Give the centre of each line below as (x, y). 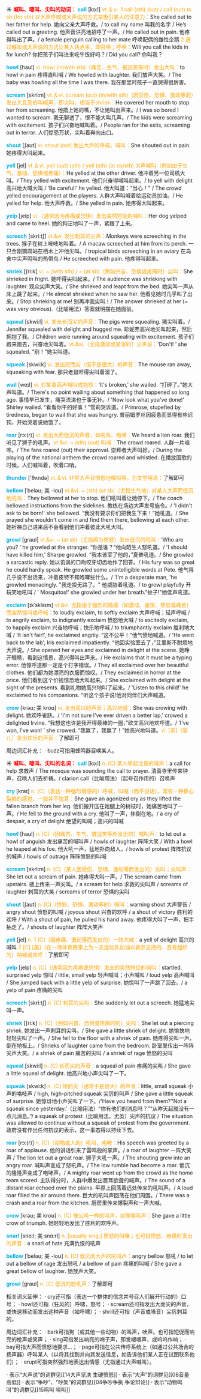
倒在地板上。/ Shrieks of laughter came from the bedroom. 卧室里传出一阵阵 (100, 1045)
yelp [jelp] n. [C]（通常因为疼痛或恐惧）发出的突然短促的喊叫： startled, (94, 967)
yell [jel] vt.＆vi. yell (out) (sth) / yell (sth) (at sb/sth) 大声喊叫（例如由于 (95, 165)
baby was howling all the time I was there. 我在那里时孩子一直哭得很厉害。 (98, 82)
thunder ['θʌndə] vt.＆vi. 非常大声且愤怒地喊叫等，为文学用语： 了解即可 (95, 478)
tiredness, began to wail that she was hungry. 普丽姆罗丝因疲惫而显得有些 (97, 415)
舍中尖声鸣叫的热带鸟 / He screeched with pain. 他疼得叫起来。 (84, 258)
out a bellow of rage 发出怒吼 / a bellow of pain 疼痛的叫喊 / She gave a (94, 1264)
